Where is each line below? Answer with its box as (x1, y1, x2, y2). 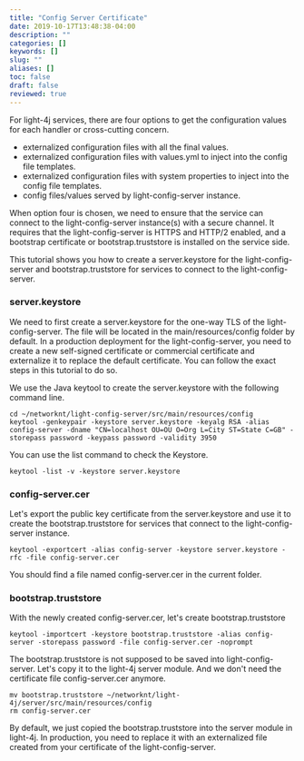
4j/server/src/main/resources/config (9, 698, 152, 708)
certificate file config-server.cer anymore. (9, 673, 166, 684)
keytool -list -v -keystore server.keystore (9, 467, 181, 476)
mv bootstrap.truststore (9, 691, 103, 700)
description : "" (9, 30, 71, 39)
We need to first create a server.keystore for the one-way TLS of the (9, 316, 265, 327)
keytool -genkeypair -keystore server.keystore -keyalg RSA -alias (9, 417, 270, 427)
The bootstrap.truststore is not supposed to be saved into (9, 654, 225, 665)
